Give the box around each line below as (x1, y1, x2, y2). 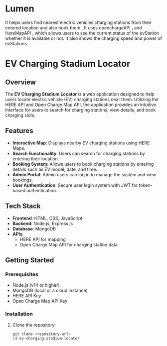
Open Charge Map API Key (12, 298, 68, 304)
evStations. (5, 40, 28, 46)
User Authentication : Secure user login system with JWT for (12, 182, 138, 188)
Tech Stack (5, 202, 41, 211)
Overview (5, 78, 36, 86)
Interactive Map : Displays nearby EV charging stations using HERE (12, 140, 150, 146)
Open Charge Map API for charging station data (19, 241, 118, 247)
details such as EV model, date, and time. (12, 166, 98, 172)
